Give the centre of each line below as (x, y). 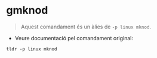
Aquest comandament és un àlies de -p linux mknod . (86, 27)
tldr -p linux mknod (32, 49)
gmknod (27, 10)
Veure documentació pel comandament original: (74, 38)
